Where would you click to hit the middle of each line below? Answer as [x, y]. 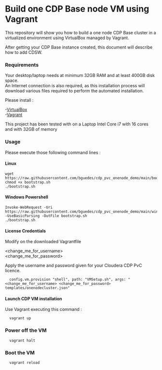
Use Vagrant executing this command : [43, 309]
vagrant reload [25, 362]
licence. [13, 271]
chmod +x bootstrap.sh [28, 182]
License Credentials [26, 231]
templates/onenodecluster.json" [37, 288]
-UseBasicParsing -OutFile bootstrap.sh [46, 216]
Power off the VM [26, 330]
